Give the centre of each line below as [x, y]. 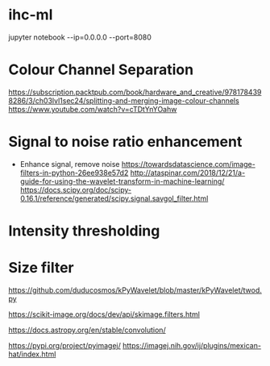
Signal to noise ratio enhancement [125, 142]
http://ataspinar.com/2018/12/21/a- [188, 173]
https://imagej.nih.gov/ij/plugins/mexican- [192, 345]
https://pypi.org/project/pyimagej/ [64, 345]
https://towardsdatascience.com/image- [188, 164]
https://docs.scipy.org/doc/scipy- [75, 189]
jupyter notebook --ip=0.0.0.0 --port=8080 [80, 37]
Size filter [41, 268]
